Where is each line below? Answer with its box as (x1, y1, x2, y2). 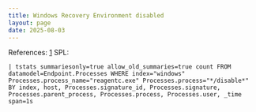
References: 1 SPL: (8, 48, 70, 58)
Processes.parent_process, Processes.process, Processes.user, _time (8, 91, 243, 99)
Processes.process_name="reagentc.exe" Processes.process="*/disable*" (8, 77, 249, 85)
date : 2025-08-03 (8, 26, 66, 34)
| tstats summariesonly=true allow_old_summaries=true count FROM (8, 63, 232, 71)
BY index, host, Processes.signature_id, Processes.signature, (8, 84, 221, 91)
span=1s (8, 98, 34, 106)
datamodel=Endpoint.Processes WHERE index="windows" (8, 70, 186, 78)
